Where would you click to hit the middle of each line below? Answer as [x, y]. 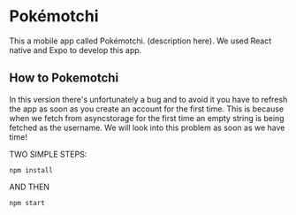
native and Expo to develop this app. [76, 50]
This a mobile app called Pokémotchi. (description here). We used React [140, 41]
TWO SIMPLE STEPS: [48, 154]
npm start [27, 203]
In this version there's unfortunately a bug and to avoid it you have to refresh [148, 99]
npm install [31, 170]
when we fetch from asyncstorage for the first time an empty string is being [147, 118]
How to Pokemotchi [64, 78]
